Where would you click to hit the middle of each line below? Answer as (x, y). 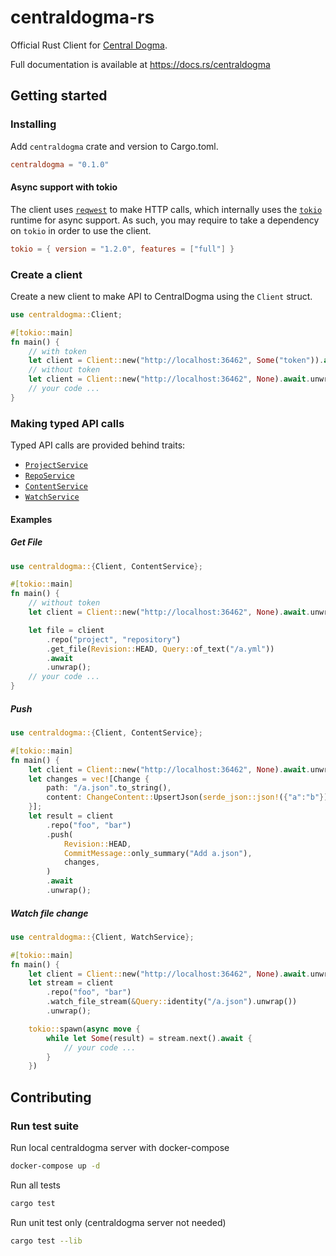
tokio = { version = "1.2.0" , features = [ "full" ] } (122, 249)
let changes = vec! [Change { (89, 779)
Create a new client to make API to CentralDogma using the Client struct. (161, 296)
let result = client (71, 816)
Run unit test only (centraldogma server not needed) (118, 1222)
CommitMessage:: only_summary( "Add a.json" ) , (158, 853)
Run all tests (35, 1185)
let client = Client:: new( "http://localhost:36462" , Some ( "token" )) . (176, 361)
